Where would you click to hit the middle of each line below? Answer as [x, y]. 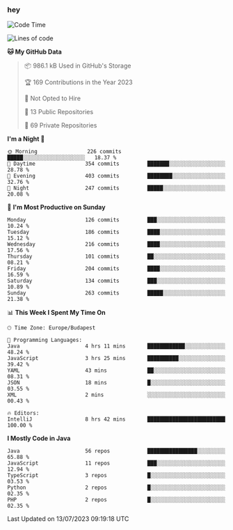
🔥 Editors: [23, 413]
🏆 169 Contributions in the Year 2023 [79, 82]
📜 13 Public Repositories [59, 112]
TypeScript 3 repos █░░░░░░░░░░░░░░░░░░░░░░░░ [116, 476]
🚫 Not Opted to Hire [53, 98]
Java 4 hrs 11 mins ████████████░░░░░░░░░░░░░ [116, 346]
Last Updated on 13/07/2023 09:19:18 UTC [68, 519]
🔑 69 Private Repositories [61, 125]
